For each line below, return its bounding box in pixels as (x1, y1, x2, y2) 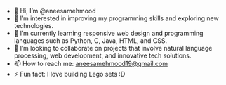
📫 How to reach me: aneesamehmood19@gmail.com (13, 60, 168, 67)
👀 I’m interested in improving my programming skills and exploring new (13, 14, 219, 22)
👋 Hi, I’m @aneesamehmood (13, 7, 96, 15)
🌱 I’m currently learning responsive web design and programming (13, 29, 204, 37)
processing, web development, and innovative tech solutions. (13, 51, 192, 60)
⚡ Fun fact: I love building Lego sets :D (13, 70, 126, 78)
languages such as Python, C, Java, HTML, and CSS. (13, 37, 168, 45)
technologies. (13, 22, 54, 30)
